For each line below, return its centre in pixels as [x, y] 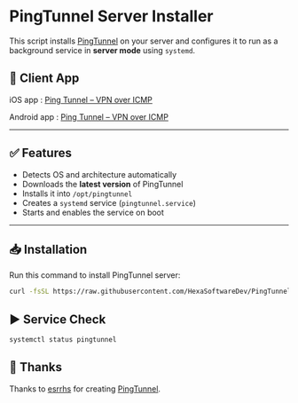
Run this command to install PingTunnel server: [95, 275]
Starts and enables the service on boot [93, 212]
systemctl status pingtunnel [63, 340]
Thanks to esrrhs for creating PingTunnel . [85, 389]
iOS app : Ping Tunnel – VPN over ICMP [81, 99]
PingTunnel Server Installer [111, 16]
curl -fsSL [29, 292]
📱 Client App [44, 79]
